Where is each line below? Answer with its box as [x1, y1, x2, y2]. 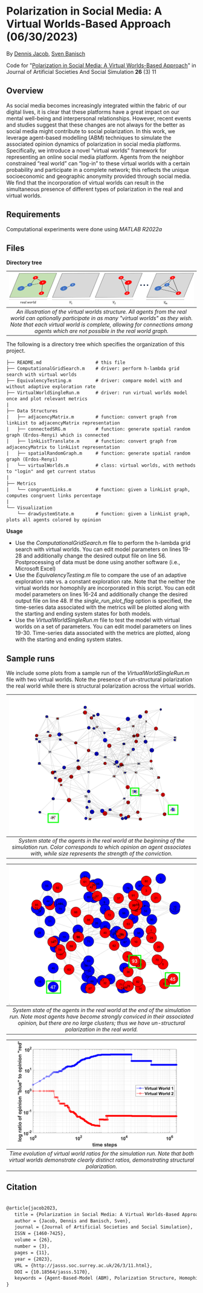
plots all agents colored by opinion [6, 517, 101, 523]
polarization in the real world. [65, 1026, 138, 1033]
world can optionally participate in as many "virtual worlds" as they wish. [10, 314, 193, 321]
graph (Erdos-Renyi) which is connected [6, 432, 110, 438]
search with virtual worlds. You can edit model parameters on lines [14, 546, 181, 553]
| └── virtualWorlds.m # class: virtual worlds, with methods [6, 462, 196, 469]
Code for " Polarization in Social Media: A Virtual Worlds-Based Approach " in [6, 62, 196, 69]
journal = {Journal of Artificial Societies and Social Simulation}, [14, 1224, 193, 1230]
